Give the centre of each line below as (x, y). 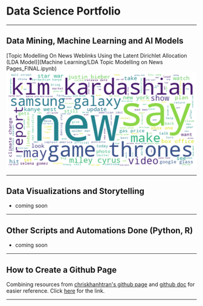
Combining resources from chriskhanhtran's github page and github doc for (101, 284)
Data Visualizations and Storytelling (76, 191)
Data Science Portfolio (63, 11)
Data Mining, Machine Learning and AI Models (95, 41)
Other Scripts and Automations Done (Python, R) (100, 231)
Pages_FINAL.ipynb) (32, 68)
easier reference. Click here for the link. (56, 291)
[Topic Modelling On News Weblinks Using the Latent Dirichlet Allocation (97, 55)
